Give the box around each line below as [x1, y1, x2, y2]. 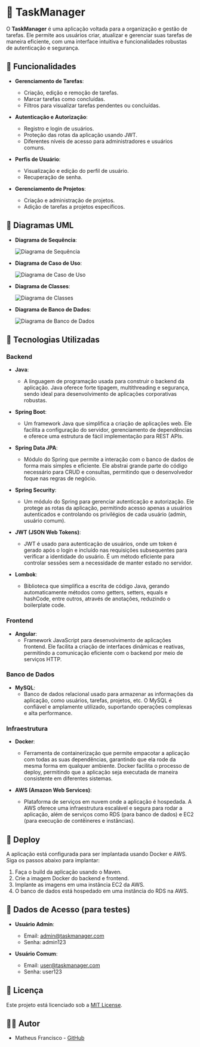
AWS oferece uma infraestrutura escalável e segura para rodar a [23, 804, 183, 812]
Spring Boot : [14, 408, 47, 416]
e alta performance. [23, 709, 73, 716]
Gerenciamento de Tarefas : [14, 77, 84, 84]
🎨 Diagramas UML [6, 221, 74, 231]
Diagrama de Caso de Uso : [14, 260, 82, 267]
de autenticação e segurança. [6, 44, 79, 51]
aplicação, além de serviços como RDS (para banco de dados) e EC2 [23, 811, 194, 818]
